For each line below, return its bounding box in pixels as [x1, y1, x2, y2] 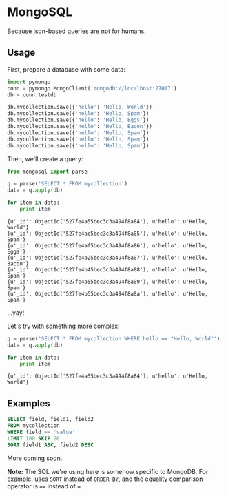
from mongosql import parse [7, 168, 88, 175]
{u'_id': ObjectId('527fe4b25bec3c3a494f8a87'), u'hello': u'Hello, [7, 254, 208, 261]
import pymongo [7, 79, 51, 85]
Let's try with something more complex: [7, 322, 120, 330]
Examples [7, 397, 50, 409]
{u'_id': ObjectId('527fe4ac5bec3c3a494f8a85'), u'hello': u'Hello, [7, 230, 208, 237]
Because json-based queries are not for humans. [7, 27, 146, 35]
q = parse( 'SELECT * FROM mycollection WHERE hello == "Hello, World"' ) [7, 335, 220, 342]
